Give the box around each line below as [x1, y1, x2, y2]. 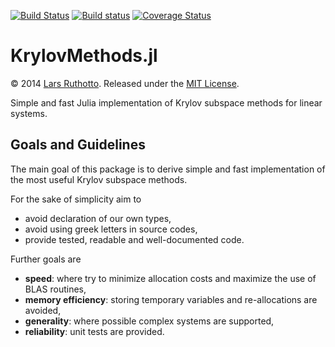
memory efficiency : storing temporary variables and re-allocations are [24, 293, 318, 305]
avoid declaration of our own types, [24, 212, 172, 224]
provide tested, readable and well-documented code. [24, 233, 245, 245]
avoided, [24, 304, 62, 316]
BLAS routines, [24, 283, 87, 295]
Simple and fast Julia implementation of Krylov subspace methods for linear [10, 96, 323, 109]
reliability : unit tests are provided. [24, 325, 165, 337]
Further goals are [10, 253, 82, 265]
